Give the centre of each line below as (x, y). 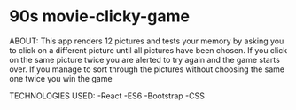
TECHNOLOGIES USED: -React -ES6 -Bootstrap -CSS (107, 96)
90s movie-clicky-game (100, 16)
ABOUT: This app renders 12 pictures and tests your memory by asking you (147, 41)
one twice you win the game (61, 78)
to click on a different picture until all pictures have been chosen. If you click (148, 50)
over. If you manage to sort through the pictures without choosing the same (147, 69)
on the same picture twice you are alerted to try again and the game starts (145, 59)
